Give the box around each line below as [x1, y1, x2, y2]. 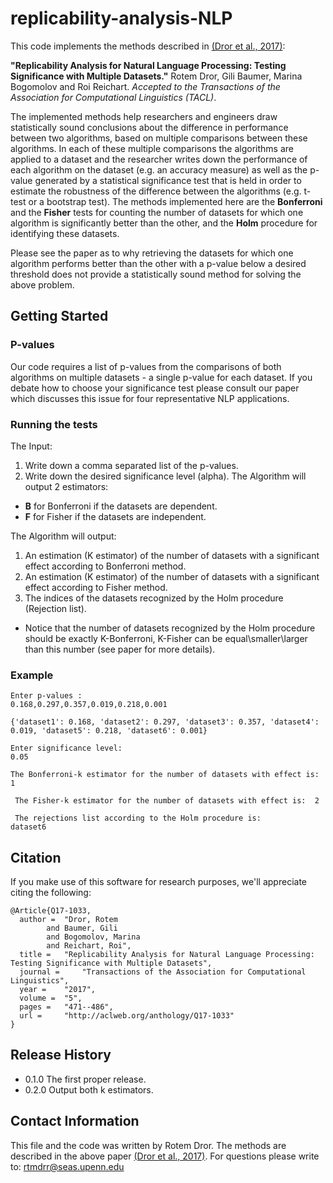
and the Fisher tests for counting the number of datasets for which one [10, 206, 304, 218]
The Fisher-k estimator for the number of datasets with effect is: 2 [14, 796, 320, 806]
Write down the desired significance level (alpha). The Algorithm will [24, 470, 307, 482]
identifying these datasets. [10, 227, 120, 239]
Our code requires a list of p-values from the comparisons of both [10, 360, 282, 372]
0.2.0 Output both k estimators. [24, 1083, 154, 1096]
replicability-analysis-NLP [10, 7, 233, 30]
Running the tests [10, 417, 98, 431]
